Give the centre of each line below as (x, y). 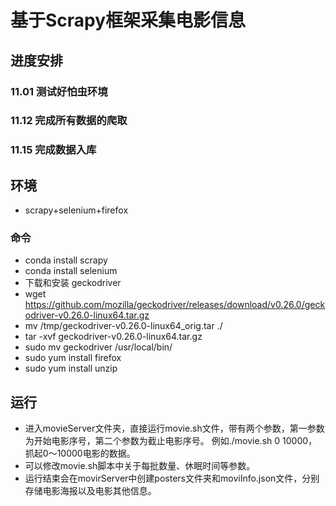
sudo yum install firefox (73, 358)
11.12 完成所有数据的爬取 (69, 121)
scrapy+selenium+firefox (76, 210)
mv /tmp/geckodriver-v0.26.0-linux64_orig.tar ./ (123, 326)
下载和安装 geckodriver (73, 283)
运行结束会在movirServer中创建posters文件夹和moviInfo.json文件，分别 (172, 478)
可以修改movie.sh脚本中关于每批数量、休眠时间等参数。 (140, 466)
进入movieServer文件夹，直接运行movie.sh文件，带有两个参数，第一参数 (174, 428)
